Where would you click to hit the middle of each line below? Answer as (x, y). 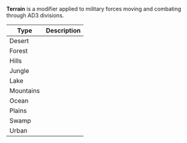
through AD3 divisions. (35, 15)
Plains (18, 111)
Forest (19, 51)
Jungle (19, 71)
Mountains (25, 91)
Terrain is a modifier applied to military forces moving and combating (94, 9)
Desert (19, 41)
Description (63, 30)
